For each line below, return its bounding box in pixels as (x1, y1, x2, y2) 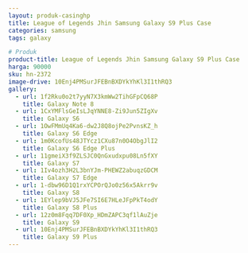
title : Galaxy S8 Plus (22, 204, 98, 212)
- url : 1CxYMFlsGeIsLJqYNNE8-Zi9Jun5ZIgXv (15, 107, 158, 115)
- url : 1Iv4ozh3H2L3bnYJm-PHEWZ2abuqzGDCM (15, 166, 158, 175)
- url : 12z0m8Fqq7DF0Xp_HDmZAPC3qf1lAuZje (15, 211, 158, 219)
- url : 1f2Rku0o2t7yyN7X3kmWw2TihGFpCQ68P (15, 92, 158, 100)
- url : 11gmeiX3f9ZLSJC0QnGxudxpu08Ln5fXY (15, 152, 158, 160)
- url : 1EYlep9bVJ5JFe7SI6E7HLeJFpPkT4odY (15, 196, 158, 204)
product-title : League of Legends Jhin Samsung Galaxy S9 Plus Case (8, 56, 240, 64)
